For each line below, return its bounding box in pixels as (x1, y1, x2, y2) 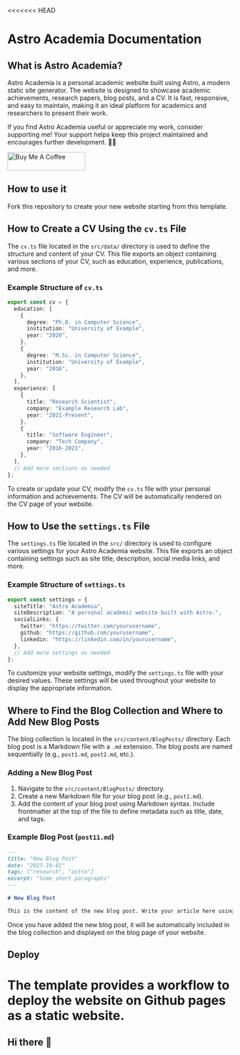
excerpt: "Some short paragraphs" (7, 875, 111, 882)
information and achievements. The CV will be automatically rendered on (7, 492, 222, 500)
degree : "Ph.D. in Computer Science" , (26, 318, 142, 326)
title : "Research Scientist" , (26, 398, 116, 406)
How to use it (7, 183, 67, 195)
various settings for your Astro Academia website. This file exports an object (7, 547, 233, 555)
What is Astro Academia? (7, 59, 123, 71)
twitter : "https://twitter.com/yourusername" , (20, 623, 161, 630)
